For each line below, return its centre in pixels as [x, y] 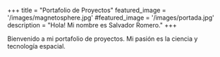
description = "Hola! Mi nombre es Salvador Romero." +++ [92, 25]
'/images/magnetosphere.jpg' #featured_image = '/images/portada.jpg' [111, 18]
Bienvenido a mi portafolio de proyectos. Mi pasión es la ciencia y [103, 39]
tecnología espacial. [36, 46]
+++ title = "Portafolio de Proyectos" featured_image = [87, 10]
